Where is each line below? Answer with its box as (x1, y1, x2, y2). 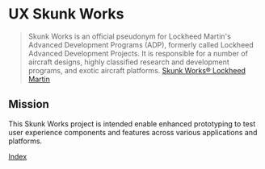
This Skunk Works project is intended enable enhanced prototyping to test (8, 118, 256, 129)
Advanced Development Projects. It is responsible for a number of (27, 48, 249, 58)
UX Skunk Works (8, 5, 124, 23)
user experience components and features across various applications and (8, 127, 258, 137)
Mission (8, 97, 50, 111)
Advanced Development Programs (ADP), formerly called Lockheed (27, 39, 254, 49)
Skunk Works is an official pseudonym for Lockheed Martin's (27, 31, 232, 41)
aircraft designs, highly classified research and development (27, 57, 230, 67)
